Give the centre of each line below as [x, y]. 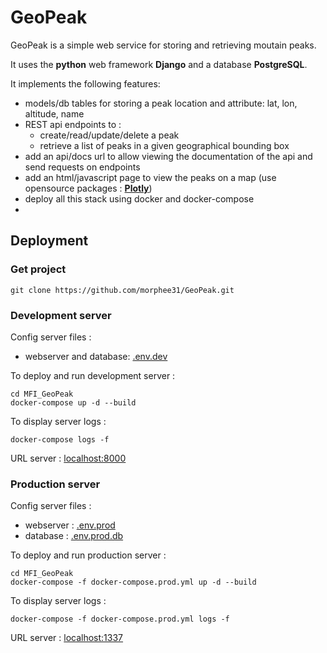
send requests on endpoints [82, 167]
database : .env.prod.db [74, 536]
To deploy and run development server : [93, 375]
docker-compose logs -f [60, 439]
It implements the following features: [85, 83]
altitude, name [54, 113]
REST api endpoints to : [73, 124]
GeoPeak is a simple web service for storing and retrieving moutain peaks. [163, 45]
